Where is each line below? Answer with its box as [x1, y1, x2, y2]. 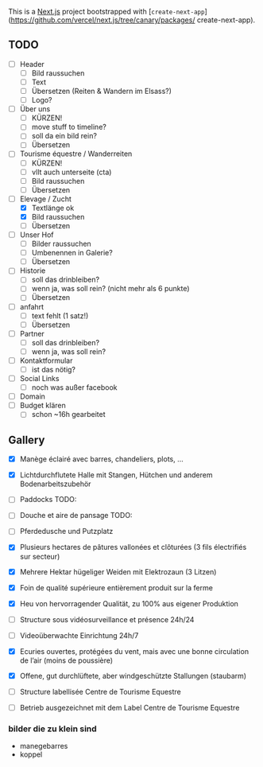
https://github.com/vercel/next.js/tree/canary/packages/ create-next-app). [10, 15, 256, 25]
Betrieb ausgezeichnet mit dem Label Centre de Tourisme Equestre [19, 703, 240, 712]
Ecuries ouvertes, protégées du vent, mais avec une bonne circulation [19, 646, 249, 656]
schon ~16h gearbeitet [31, 410, 106, 419]
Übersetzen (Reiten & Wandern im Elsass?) [31, 87, 172, 95]
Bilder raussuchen [31, 239, 91, 249]
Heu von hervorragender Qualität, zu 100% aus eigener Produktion [19, 598, 238, 608]
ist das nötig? [31, 364, 76, 374]
